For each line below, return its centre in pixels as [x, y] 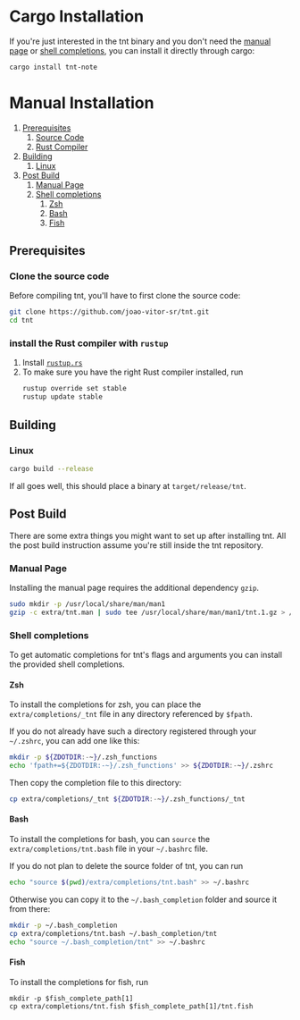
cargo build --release [51, 468]
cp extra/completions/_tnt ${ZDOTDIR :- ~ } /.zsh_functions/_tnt [127, 799]
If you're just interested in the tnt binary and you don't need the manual [140, 41]
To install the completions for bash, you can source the [110, 839]
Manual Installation [82, 103]
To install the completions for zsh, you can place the [105, 704]
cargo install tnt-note [54, 67]
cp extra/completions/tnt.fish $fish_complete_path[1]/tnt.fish [131, 1006]
